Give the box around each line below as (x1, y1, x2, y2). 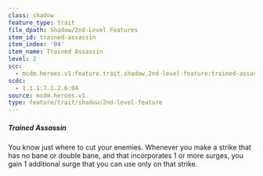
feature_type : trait (8, 19, 76, 27)
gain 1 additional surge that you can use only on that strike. (8, 160, 198, 169)
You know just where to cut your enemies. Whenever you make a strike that (8, 142, 252, 153)
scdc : (8, 77, 26, 84)
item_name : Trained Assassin (8, 48, 103, 56)
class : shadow (8, 11, 55, 20)
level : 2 (8, 56, 37, 63)
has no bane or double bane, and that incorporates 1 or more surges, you (8, 151, 244, 160)
